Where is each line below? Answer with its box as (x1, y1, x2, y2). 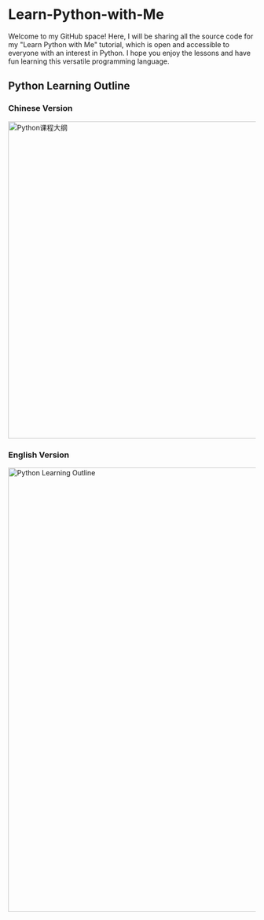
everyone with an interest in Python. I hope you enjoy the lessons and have (8, 48, 251, 57)
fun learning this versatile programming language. (8, 57, 170, 66)
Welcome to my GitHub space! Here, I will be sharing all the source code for (8, 31, 254, 41)
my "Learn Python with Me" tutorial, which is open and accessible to (8, 39, 230, 49)
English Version (8, 449, 69, 460)
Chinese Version (8, 103, 73, 114)
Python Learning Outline (8, 79, 130, 93)
